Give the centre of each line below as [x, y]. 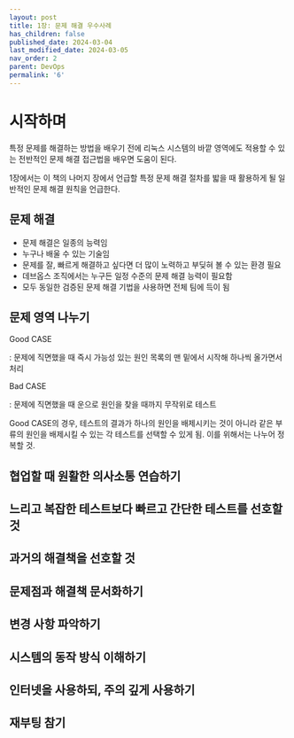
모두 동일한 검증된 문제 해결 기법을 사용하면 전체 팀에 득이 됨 [126, 287]
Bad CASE [28, 386]
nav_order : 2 [33, 58]
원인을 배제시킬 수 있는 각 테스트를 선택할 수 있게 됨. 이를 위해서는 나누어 [151, 434]
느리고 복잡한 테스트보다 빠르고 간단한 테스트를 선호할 [146, 509]
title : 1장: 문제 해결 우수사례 [61, 26]
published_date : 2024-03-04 [61, 42]
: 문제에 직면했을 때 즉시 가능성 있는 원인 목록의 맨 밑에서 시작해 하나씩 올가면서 [146, 357]
